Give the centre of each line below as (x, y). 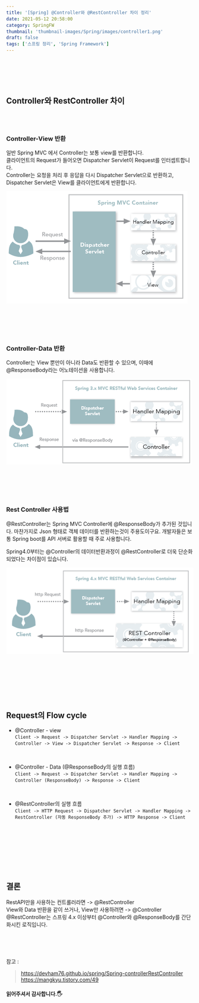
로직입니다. (35, 924)
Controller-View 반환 (36, 138)
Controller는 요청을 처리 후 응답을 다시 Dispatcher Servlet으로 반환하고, (90, 175)
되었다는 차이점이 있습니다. (37, 559)
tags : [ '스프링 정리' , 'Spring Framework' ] (58, 44)
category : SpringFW (30, 25)
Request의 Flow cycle (47, 716)
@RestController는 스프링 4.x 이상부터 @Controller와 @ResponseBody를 (93, 917)
